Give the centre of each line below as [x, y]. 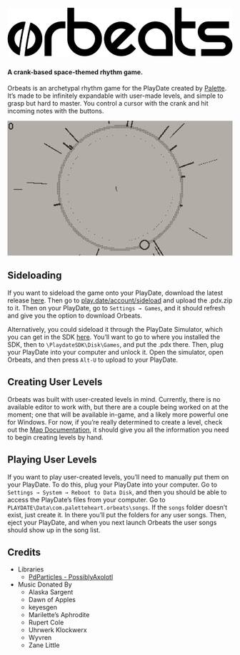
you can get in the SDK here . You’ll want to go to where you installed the [114, 337]
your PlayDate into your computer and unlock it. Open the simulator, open [115, 352]
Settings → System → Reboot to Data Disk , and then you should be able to [117, 492]
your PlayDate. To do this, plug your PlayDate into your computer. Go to [112, 484]
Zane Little [44, 645]
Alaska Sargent [51, 592]
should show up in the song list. [54, 530]
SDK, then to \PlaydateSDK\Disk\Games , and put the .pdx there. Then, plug [115, 344]
